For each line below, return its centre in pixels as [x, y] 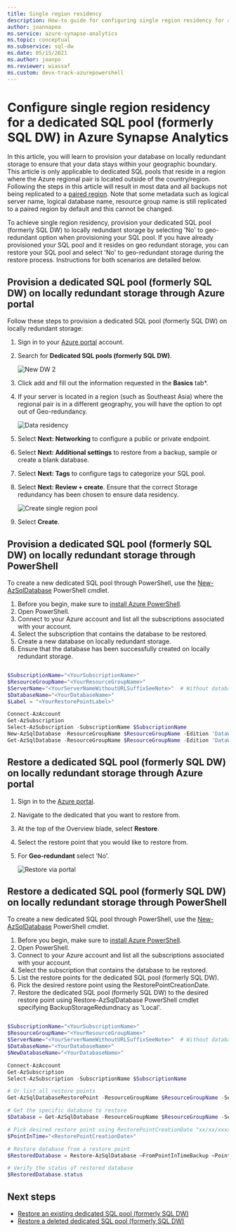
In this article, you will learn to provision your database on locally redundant [117, 157]
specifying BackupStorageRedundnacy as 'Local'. [89, 1008]
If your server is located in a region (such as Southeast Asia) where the [120, 397]
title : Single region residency [54, 14]
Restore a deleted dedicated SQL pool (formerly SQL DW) [101, 1221]
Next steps [32, 1196]
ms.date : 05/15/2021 [38, 53]
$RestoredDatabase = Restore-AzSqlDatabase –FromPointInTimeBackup [108, 1155]
